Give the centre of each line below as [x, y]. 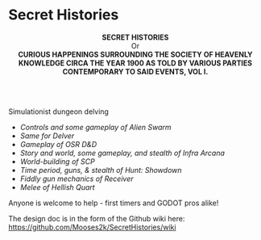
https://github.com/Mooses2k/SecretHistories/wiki [92, 227]
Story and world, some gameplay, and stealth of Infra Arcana [122, 153]
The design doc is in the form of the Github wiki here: [97, 218]
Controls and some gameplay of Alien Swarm [95, 127]
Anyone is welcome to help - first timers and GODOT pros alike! [114, 203]
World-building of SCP [57, 161]
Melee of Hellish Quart [57, 187]
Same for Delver [47, 136]
